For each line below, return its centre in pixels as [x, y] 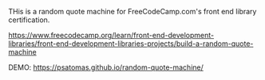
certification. [29, 20]
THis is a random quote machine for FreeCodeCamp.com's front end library [132, 11]
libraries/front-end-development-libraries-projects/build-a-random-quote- [131, 44]
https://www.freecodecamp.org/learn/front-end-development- [111, 35]
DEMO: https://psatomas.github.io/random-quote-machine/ [106, 67]
